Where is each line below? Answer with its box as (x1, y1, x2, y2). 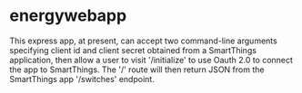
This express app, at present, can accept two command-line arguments (9, 35, 277, 46)
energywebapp (9, 5, 127, 26)
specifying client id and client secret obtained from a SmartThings (9, 44, 257, 55)
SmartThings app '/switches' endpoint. (9, 73, 155, 84)
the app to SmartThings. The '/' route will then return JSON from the (9, 64, 265, 75)
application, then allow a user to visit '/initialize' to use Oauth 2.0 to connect (9, 54, 294, 65)
